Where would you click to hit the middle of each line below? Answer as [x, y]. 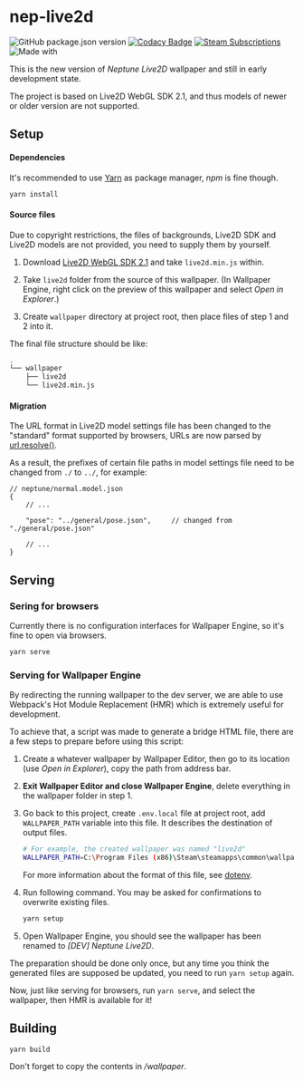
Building [33, 1029]
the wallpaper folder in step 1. [77, 796]
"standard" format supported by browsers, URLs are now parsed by [136, 436]
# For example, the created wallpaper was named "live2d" [134, 849]
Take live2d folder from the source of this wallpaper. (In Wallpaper [147, 279]
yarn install [34, 194]
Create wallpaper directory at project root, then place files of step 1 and [156, 316]
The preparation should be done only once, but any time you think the [139, 963]
